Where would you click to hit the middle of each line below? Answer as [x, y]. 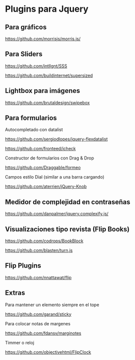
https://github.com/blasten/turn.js [39, 250]
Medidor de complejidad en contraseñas [68, 202]
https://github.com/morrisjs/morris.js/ [43, 39]
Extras [15, 293]
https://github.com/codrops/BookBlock [44, 241]
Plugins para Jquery [47, 9]
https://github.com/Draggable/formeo [43, 168]
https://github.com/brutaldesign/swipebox [48, 102]
